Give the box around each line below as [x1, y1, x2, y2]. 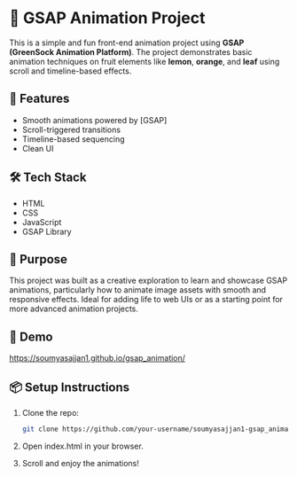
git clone [21, 425, 59, 434]
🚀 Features [9, 91, 70, 106]
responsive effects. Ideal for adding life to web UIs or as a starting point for [9, 294, 284, 305]
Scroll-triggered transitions [21, 124, 121, 135]
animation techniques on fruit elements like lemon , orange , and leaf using [9, 56, 280, 66]
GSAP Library [21, 226, 73, 237]
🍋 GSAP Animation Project [9, 8, 206, 28]
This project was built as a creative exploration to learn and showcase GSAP [9, 275, 288, 286]
